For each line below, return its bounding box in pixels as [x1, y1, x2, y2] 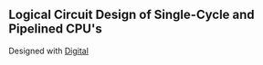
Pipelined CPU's [8, 22, 102, 37]
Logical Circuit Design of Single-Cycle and [8, 7, 255, 23]
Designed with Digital [8, 45, 89, 56]
